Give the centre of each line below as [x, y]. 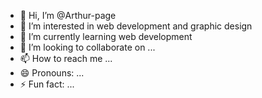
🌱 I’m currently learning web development [106, 36]
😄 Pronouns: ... [52, 73]
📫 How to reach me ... [66, 58]
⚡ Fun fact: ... [47, 84]
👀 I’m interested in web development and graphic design [136, 26]
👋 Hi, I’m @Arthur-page [68, 15]
